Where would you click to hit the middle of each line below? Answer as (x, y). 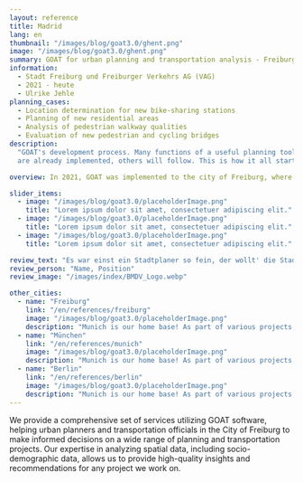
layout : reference (44, 18)
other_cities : (36, 293)
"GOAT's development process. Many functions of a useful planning (147, 152)
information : (34, 69)
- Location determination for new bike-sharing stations (127, 110)
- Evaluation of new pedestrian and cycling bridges (119, 136)
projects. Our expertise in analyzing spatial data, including (117, 449)
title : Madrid (36, 26)
